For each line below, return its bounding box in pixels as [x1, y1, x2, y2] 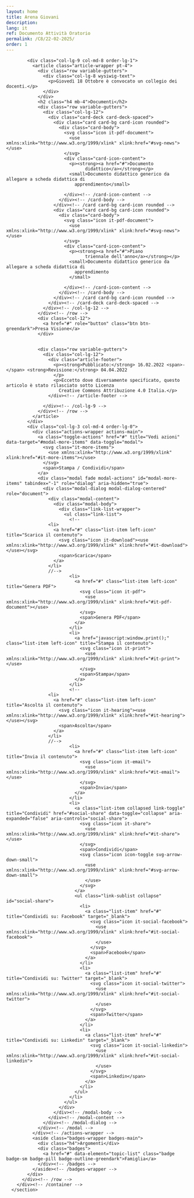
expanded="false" [6, 816, 49, 821]
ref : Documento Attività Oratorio [6, 31, 91, 37]
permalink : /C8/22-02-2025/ [6, 36, 75, 42]
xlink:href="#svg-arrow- [119, 867, 180, 873]
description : [6, 19, 38, 25]
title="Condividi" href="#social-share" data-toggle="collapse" [6, 810, 167, 816]
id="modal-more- [137, 475, 178, 481]
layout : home [6, 8, 38, 15]
